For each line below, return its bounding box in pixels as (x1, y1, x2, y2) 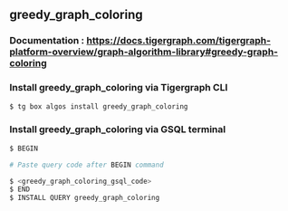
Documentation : (9, 34, 85, 47)
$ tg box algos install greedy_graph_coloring (9, 101, 188, 111)
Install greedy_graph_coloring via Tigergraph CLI (9, 82, 228, 94)
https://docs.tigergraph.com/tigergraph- (85, 34, 272, 47)
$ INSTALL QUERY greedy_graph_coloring (9, 194, 160, 203)
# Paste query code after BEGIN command (9, 160, 165, 169)
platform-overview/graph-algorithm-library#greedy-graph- (9, 45, 279, 58)
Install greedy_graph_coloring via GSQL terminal (9, 123, 226, 136)
